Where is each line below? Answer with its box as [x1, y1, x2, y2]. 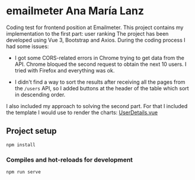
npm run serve [6, 169, 41, 175]
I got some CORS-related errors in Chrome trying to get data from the [14, 54, 185, 61]
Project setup [6, 126, 57, 136]
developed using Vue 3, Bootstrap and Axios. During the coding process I [6, 36, 186, 43]
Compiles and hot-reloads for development [6, 156, 133, 164]
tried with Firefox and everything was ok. [14, 67, 115, 74]
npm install [6, 141, 36, 148]
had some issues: [6, 43, 49, 50]
